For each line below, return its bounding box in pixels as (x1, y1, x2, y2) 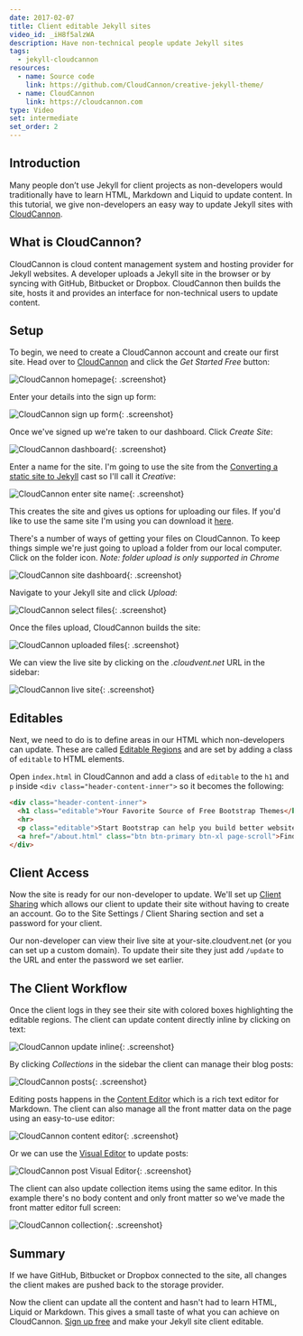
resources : (9, 64, 50, 73)
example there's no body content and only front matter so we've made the (9, 1192, 286, 1203)
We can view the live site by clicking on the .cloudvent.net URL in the (9, 657, 266, 668)
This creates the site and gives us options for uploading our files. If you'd (9, 506, 281, 517)
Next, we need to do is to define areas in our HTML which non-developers (9, 735, 286, 746)
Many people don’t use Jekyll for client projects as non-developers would (9, 180, 283, 190)
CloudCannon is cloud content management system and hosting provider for (9, 258, 294, 269)
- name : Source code (17, 72, 95, 81)
